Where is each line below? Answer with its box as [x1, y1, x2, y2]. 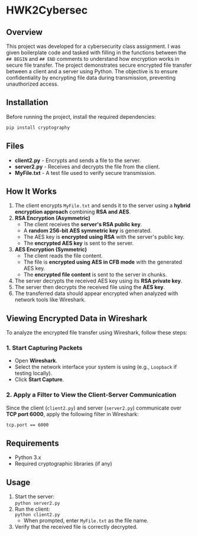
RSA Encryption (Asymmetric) [14, 215, 90, 222]
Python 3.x [14, 454, 41, 461]
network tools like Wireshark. [14, 296, 86, 303]
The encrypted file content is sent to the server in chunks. [23, 271, 167, 278]
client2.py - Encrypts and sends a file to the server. [14, 157, 141, 164]
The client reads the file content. [23, 252, 103, 259]
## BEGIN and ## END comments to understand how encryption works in [6, 56, 180, 62]
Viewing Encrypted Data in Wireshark [6, 313, 148, 323]
